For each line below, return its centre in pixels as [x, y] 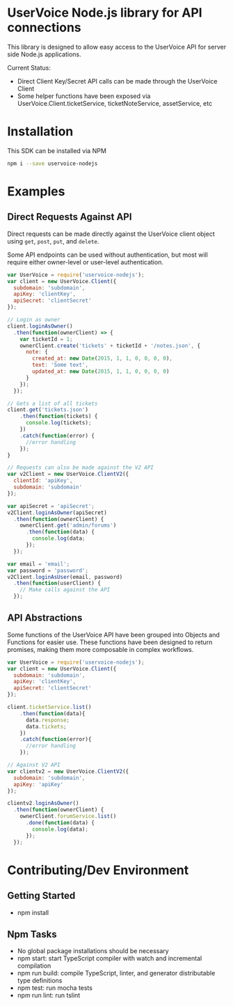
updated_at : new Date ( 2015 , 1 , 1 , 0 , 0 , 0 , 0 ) [101, 372]
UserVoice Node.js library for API [105, 13]
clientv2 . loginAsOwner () [43, 804]
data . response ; [48, 720]
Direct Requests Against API [70, 217]
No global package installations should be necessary [93, 951]
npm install [33, 912]
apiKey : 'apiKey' [39, 784]
